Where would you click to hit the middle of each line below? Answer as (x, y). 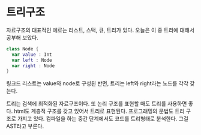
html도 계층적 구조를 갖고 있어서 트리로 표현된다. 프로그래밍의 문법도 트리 (99, 111)
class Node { (22, 49)
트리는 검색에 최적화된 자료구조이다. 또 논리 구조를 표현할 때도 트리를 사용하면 (97, 104)
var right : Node (33, 66)
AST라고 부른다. (25, 126)
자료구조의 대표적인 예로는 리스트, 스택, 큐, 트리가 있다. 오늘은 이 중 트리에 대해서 (100, 30)
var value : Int (32, 55)
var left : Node (32, 60)
